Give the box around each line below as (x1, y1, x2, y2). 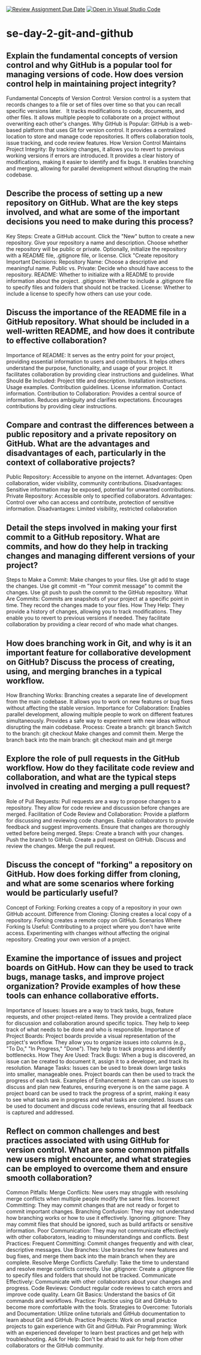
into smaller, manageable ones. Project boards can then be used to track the (6, 1070, 195, 1078)
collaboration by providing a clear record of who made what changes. (6, 621, 179, 628)
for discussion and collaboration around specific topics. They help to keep (6, 1019, 190, 1027)
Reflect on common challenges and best (6, 1126, 160, 1136)
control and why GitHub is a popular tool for (6, 60, 173, 70)
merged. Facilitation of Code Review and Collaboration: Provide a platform (6, 810, 190, 818)
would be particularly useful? (6, 888, 119, 898)
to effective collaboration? (6, 336, 107, 346)
